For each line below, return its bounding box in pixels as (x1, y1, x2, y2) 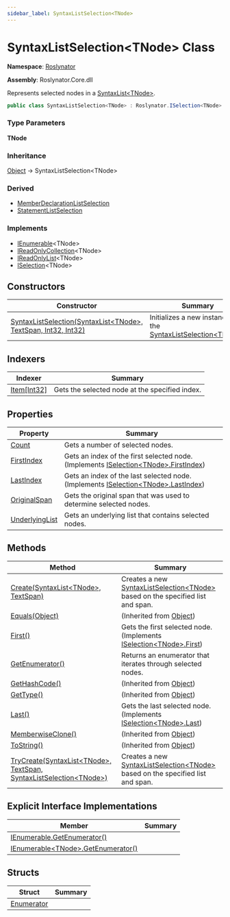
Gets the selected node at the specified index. (53, 385, 202, 395)
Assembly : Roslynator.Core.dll (7, 75, 94, 84)
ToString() (10, 740, 43, 750)
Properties (7, 408, 53, 420)
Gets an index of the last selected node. (64, 471, 192, 480)
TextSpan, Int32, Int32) (10, 326, 86, 335)
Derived (7, 183, 34, 193)
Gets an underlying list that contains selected (64, 511, 209, 520)
